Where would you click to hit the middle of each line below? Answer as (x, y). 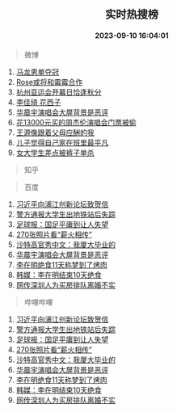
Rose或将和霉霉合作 (49, 82)
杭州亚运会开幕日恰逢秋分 (59, 92)
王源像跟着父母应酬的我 (55, 132)
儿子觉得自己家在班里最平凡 (62, 142)
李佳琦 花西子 (38, 102)
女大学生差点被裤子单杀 (55, 153)
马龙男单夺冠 (37, 72)
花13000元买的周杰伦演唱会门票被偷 (76, 122)
